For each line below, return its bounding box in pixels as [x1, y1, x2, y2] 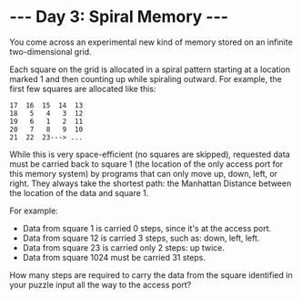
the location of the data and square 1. [9, 187, 149, 198]
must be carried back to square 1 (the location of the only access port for [9, 158, 284, 170]
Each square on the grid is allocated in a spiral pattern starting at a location [9, 64, 291, 75]
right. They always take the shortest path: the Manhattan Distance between [9, 178, 292, 189]
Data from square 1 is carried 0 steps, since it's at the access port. [22, 222, 272, 233]
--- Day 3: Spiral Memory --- [9, 6, 229, 27]
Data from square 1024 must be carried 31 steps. [22, 252, 206, 263]
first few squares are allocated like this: [9, 83, 156, 94]
